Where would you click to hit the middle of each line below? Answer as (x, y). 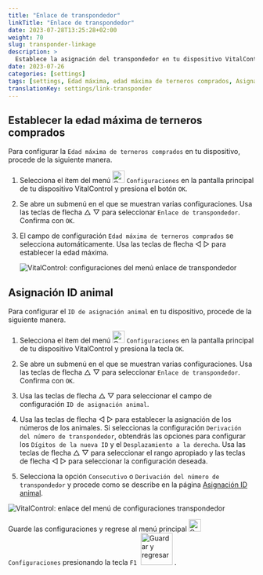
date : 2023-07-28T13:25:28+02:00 (63, 30)
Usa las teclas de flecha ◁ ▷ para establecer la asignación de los (125, 419)
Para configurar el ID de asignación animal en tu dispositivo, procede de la (130, 311)
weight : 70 (26, 37)
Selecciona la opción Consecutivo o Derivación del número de (119, 476)
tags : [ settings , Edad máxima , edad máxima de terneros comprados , (121, 81)
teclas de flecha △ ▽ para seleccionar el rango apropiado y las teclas (132, 453)
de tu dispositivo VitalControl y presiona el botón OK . (103, 189)
